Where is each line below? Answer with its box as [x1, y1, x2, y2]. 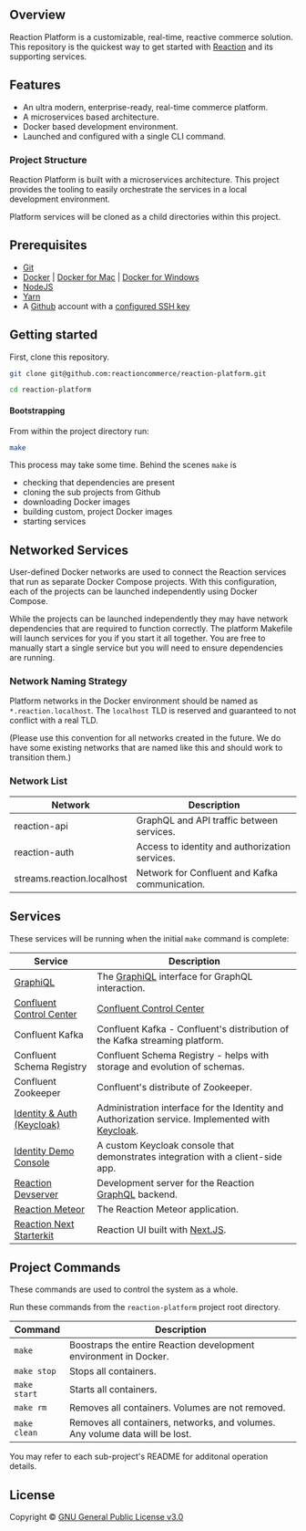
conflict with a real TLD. [9, 715, 98, 726]
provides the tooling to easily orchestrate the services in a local [9, 183, 248, 194]
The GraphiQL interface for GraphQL [97, 970, 253, 983]
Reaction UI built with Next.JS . [97, 1223, 227, 1235]
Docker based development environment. [22, 120, 178, 131]
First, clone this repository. [9, 351, 110, 362]
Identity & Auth [14, 1107, 77, 1120]
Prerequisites [9, 237, 87, 254]
